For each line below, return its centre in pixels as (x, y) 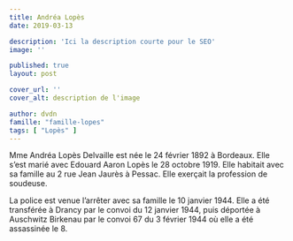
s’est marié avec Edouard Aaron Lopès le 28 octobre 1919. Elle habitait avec (147, 165)
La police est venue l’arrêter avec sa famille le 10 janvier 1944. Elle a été (139, 200)
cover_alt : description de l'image (75, 98)
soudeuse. (28, 184)
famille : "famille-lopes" (57, 122)
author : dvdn (33, 114)
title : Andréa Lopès (47, 17)
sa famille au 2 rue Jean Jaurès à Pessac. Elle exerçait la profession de (139, 174)
